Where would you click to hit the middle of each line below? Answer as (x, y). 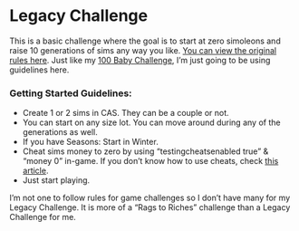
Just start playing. (56, 180)
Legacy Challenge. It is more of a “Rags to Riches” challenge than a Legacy (150, 207)
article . (35, 171)
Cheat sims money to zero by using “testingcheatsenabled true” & (145, 151)
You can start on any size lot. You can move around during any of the (151, 122)
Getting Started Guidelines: (71, 93)
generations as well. (60, 132)
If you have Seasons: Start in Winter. (90, 142)
